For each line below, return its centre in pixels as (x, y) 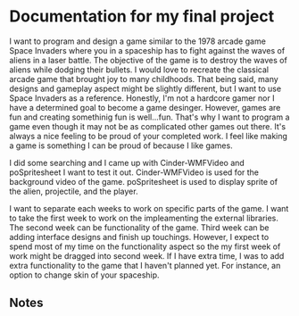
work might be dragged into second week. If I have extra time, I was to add (147, 255)
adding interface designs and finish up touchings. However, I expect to (139, 237)
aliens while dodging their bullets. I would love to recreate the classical (139, 70)
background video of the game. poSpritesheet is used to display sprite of (144, 181)
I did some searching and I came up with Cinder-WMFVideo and (127, 162)
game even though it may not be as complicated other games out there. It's (148, 126)
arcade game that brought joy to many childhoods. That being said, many (144, 79)
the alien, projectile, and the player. (74, 191)
